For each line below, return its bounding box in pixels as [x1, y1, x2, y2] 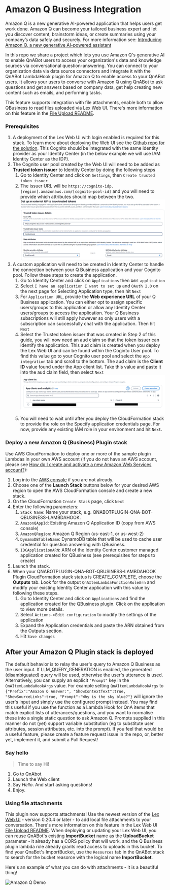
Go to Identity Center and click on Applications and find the [20, 595, 146, 601]
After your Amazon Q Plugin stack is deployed [5, 648, 154, 656]
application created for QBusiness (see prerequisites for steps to [20, 552, 156, 558]
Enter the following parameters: [12, 504, 79, 510]
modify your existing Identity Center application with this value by [12, 584, 150, 590]
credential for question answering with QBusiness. [20, 541, 126, 547]
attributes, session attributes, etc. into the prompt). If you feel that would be [5, 726, 163, 732]
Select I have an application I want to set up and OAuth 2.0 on [20, 283, 159, 289]
